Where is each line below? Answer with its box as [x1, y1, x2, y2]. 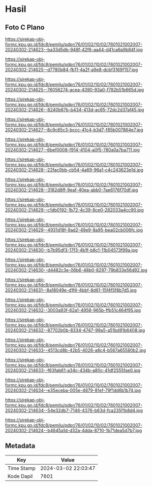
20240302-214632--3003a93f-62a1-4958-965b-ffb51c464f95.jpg [5, 307, 141, 313]
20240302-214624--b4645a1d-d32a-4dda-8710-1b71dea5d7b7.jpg [5, 428, 142, 433]
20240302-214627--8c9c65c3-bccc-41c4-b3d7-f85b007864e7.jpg [5, 127, 144, 133]
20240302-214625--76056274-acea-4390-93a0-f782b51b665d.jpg [5, 87, 144, 92]
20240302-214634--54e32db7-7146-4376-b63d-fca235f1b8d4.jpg [5, 408, 143, 413]
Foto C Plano [5, 23, 45, 32]
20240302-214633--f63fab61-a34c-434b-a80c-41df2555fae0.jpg [5, 368, 141, 373]
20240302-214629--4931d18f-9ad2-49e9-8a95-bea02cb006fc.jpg [5, 227, 143, 233]
